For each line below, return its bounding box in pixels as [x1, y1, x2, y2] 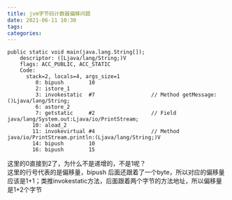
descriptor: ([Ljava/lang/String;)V [20, 55, 127, 62]
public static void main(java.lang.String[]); [7, 49, 145, 56]
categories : [7, 29, 42, 37]
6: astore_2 [35, 104, 71, 111]
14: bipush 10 [32, 140, 96, 147]
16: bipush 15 [32, 146, 96, 153]
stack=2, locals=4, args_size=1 [25, 73, 120, 80]
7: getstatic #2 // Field [35, 109, 177, 117]
